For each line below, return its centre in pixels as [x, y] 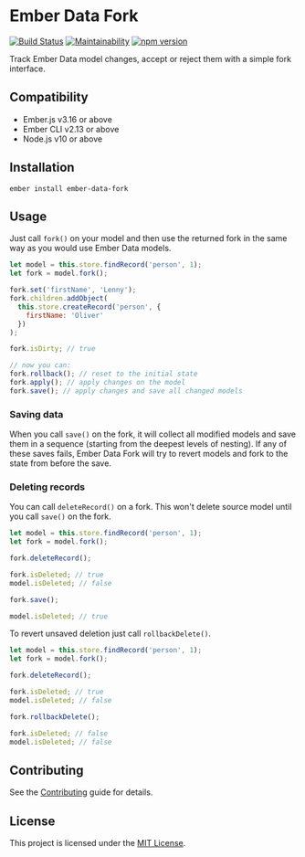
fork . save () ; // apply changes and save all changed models [126, 391]
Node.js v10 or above [63, 139]
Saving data [37, 414]
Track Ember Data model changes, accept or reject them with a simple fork [151, 58]
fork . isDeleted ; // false [58, 733]
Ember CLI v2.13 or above [71, 129]
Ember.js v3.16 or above [67, 119]
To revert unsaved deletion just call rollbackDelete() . [110, 634]
